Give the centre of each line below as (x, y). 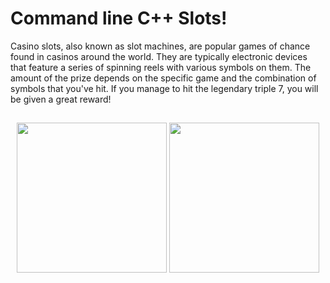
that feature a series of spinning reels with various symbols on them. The (161, 67)
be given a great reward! (61, 99)
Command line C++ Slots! (119, 18)
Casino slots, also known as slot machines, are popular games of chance (160, 46)
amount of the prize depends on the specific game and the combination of (163, 78)
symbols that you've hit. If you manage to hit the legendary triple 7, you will (164, 88)
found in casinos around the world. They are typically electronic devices (159, 56)
